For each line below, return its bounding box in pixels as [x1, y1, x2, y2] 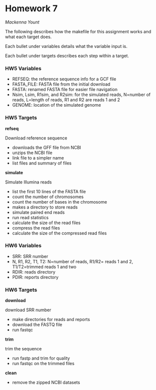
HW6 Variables [5, 242, 42, 249]
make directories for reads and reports [12, 317, 90, 322]
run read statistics [12, 214, 49, 220]
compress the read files [12, 225, 60, 230]
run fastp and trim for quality [12, 355, 70, 361]
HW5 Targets [5, 115, 37, 121]
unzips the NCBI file [12, 150, 53, 156]
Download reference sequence [5, 135, 67, 141]
